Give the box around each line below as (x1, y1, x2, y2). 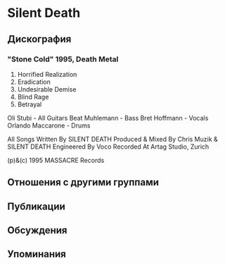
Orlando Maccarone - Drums (7, 121, 91, 130)
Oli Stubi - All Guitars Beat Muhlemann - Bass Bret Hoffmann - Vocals (7, 113, 209, 122)
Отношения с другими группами (7, 176, 160, 188)
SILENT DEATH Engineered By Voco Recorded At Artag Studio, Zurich (7, 142, 210, 151)
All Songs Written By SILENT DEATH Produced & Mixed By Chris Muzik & (7, 135, 218, 143)
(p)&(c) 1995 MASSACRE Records (7, 156, 105, 164)
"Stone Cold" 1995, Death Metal (7, 54, 119, 64)
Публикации (7, 200, 65, 212)
